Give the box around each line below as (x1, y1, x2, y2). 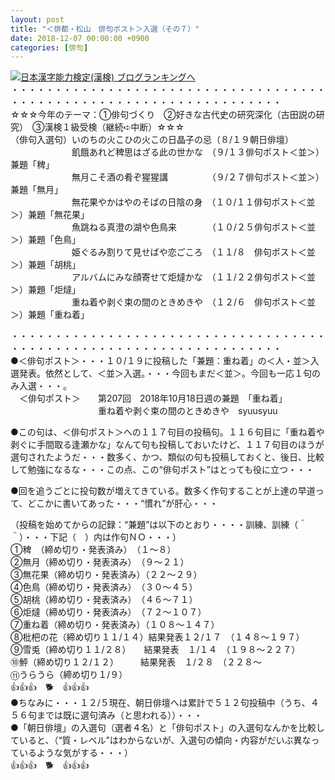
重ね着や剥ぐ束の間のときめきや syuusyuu (97, 405, 278, 417)
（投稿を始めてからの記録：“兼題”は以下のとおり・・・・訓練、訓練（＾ (10, 519, 308, 531)
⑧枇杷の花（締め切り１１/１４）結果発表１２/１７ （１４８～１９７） (10, 631, 301, 643)
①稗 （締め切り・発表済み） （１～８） (10, 544, 177, 556)
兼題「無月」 (10, 184, 63, 196)
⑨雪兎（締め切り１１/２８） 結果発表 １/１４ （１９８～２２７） (10, 644, 301, 656)
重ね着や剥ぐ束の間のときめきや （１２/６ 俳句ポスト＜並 (71, 296, 317, 308)
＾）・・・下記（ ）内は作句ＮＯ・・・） (10, 531, 182, 543)
